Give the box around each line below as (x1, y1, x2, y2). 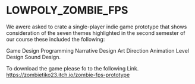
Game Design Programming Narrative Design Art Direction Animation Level (6, 47, 189, 54)
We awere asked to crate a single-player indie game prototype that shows (6, 23, 187, 30)
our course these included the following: (6, 35, 105, 43)
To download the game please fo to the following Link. (6, 64, 139, 72)
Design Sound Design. (6, 53, 61, 60)
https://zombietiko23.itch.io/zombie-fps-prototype (6, 71, 130, 78)
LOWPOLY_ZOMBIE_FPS (6, 4, 128, 17)
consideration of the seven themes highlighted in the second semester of (6, 29, 185, 36)
